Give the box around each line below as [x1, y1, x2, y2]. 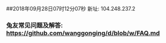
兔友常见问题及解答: [6, 21, 63, 29]
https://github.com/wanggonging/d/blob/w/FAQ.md [6, 29, 160, 37]
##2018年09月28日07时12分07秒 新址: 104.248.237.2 [6, 5, 136, 12]
